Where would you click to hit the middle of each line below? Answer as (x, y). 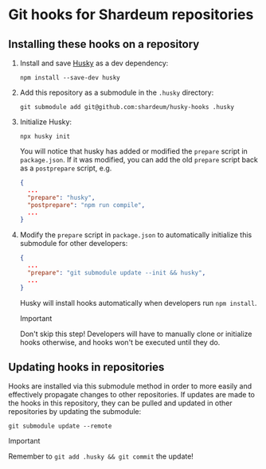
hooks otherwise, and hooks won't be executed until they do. (120, 342)
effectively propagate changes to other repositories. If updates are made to (132, 395)
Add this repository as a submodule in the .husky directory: (117, 92)
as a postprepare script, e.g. (66, 168)
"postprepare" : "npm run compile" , (86, 205)
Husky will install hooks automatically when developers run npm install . (138, 303)
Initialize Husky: (46, 122)
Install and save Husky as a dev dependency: (94, 63)
